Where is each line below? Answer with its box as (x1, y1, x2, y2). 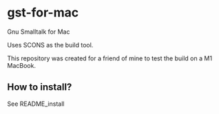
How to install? (7, 81, 72, 93)
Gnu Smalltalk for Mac (7, 27, 70, 36)
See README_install (7, 100, 65, 108)
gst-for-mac (7, 5, 79, 21)
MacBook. (7, 61, 36, 69)
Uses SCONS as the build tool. (7, 41, 94, 49)
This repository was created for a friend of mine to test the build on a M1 (7, 54, 212, 62)
